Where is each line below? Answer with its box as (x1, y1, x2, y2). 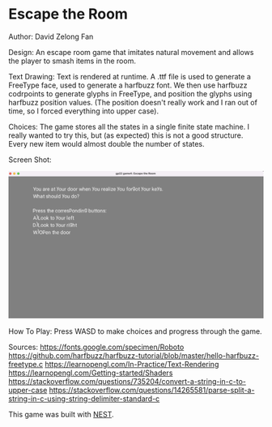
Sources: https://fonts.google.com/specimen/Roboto (8, 342, 185, 352)
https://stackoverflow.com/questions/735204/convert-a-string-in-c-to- (8, 376, 247, 386)
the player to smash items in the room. (8, 56, 136, 66)
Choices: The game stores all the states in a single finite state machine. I (8, 122, 249, 131)
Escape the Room (8, 5, 128, 23)
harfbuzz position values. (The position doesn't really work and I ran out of (8, 97, 257, 107)
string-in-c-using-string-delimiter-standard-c (8, 394, 160, 404)
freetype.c (8, 359, 44, 369)
